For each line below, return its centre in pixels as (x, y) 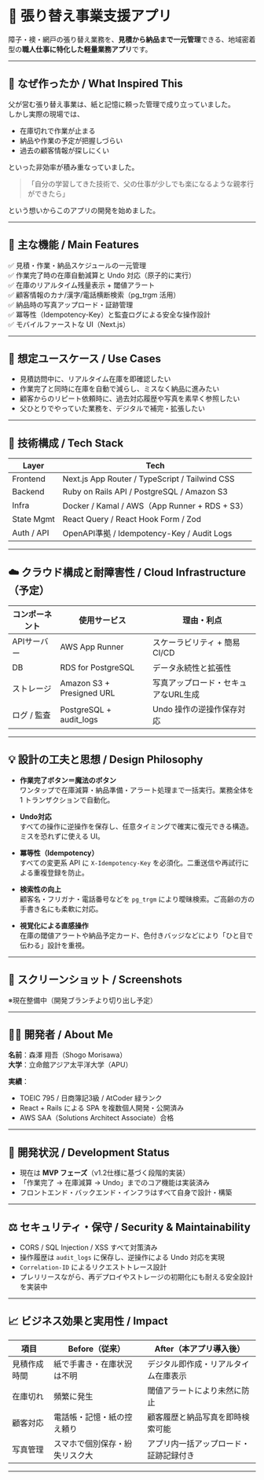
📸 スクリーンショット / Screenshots (95, 980)
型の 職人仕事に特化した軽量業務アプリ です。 (80, 49)
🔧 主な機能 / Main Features (74, 245)
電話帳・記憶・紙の (89, 1417)
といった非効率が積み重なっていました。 (73, 167)
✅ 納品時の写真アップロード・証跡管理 (71, 304)
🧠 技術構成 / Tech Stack (66, 443)
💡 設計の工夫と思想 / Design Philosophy (106, 760)
